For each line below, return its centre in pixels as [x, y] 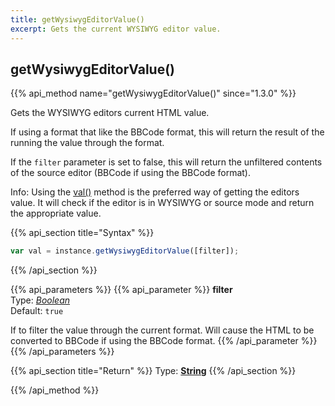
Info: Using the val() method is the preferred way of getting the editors [155, 192]
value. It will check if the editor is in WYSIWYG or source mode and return [162, 203]
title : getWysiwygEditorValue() [77, 19]
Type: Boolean [40, 300]
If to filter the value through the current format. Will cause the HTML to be [162, 330]
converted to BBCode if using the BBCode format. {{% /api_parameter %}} [164, 341]
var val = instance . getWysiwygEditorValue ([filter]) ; [125, 251]
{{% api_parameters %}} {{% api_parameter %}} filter [121, 290]
